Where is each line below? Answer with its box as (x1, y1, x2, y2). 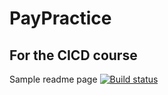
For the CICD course (9, 47, 138, 64)
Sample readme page (9, 73, 98, 85)
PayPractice (9, 7, 112, 30)
